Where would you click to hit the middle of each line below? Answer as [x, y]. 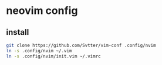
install [18, 32]
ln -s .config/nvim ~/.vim [39, 50]
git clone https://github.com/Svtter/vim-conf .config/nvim [81, 45]
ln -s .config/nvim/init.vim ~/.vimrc [53, 56]
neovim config [42, 11]
